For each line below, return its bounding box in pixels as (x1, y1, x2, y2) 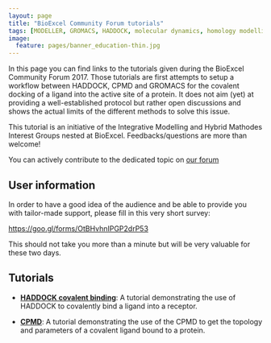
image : (8, 34, 31, 43)
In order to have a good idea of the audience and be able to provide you (8, 199, 248, 209)
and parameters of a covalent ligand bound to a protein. (19, 325, 206, 335)
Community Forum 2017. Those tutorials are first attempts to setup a (8, 72, 235, 82)
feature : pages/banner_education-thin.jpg (15, 42, 161, 50)
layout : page (8, 11, 52, 20)
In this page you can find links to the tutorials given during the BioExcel (8, 64, 244, 73)
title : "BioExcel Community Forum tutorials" (8, 19, 164, 27)
